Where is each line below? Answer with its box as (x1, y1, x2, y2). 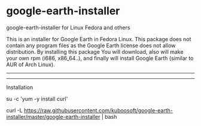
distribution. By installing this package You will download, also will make (6, 48, 184, 55)
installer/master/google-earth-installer (6, 113, 100, 120)
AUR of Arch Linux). (6, 61, 55, 68)
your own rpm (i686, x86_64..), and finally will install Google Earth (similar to (6, 54, 194, 62)
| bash (101, 113, 117, 120)
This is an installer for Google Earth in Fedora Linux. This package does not (6, 35, 191, 42)
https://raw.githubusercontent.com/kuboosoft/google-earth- (23, 106, 173, 114)
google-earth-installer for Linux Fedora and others (6, 24, 130, 31)
